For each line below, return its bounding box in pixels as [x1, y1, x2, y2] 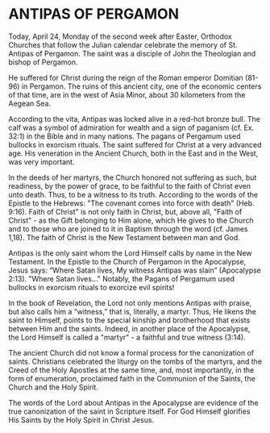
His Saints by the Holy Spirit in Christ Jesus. [8, 414, 155, 424]
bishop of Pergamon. [8, 57, 78, 67]
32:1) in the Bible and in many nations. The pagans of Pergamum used [8, 131, 241, 141]
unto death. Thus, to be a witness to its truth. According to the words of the [8, 189, 259, 199]
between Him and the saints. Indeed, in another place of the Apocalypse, [8, 323, 251, 333]
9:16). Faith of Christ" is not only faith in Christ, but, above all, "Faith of [8, 206, 243, 216]
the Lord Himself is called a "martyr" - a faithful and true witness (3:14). [8, 332, 246, 342]
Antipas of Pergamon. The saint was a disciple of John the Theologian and [8, 48, 256, 58]
